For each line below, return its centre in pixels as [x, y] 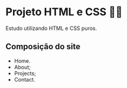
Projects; [25, 73]
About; [22, 67]
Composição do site [43, 47]
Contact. [25, 79]
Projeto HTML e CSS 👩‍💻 [64, 12]
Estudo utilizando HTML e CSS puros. [51, 28]
